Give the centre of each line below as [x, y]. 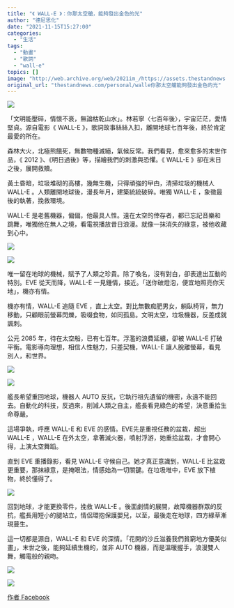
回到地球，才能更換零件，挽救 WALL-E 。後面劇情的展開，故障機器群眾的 [112, 507]
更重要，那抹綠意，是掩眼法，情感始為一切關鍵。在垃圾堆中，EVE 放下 [109, 470]
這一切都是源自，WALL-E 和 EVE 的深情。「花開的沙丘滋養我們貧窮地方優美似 [117, 539]
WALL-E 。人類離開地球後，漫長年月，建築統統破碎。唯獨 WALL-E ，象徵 [112, 192]
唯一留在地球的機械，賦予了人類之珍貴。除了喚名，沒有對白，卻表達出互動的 [117, 274]
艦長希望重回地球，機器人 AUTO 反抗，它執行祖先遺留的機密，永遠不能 [109, 397]
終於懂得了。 [38, 479]
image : [17, 78]
